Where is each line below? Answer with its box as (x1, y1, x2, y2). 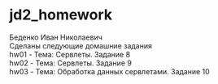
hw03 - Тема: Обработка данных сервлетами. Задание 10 (9, 66, 210, 76)
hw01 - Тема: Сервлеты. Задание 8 (9, 49, 131, 59)
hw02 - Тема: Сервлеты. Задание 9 (9, 58, 133, 68)
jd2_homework (9, 6, 113, 24)
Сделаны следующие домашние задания (9, 40, 153, 50)
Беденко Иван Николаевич (9, 32, 102, 42)
